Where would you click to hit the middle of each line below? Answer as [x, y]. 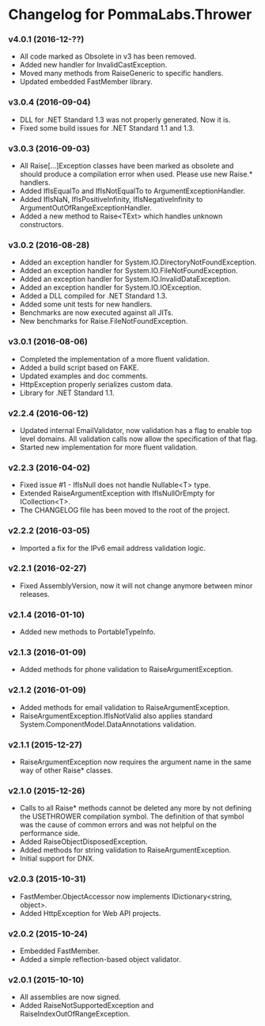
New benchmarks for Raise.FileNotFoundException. [104, 321]
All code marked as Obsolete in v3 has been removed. [108, 56]
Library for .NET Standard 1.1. [67, 393]
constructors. [42, 225]
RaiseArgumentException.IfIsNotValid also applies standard [116, 716]
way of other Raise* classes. [66, 770]
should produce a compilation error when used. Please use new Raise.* [136, 174]
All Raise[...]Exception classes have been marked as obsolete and [127, 166]
